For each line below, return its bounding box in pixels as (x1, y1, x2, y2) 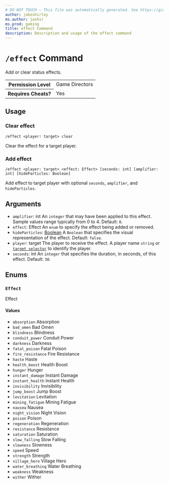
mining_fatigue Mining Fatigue (12, 399, 76, 405)
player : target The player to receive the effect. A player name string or (12, 240, 160, 246)
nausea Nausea (12, 404, 44, 410)
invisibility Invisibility (12, 383, 62, 389)
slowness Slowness (12, 442, 52, 448)
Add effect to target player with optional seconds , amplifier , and (5, 180, 138, 186)
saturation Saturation (12, 431, 58, 437)
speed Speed (12, 447, 39, 453)
